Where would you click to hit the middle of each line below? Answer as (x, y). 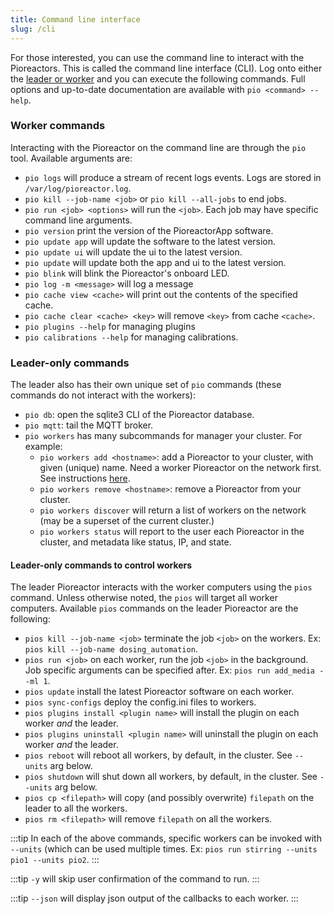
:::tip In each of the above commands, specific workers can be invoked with (166, 838)
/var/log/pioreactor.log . (78, 188)
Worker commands (58, 126)
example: (43, 447)
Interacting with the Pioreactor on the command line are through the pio (158, 147)
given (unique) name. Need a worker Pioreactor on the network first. (180, 468)
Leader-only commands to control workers (101, 565)
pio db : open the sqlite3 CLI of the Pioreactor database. (139, 415)
